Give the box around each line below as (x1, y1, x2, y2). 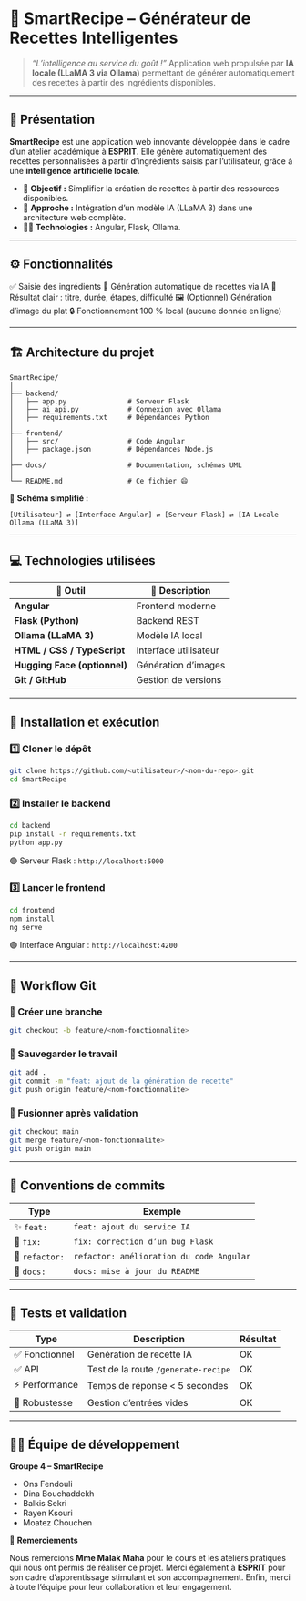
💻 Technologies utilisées (9, 553, 156, 568)
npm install (9, 914, 55, 923)
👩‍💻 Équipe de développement (9, 1436, 180, 1452)
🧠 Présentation (9, 112, 96, 127)
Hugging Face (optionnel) (14, 659, 127, 672)
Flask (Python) (14, 615, 79, 627)
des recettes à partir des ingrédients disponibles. (31, 76, 216, 87)
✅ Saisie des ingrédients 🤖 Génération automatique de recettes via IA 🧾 (9, 280, 277, 291)
